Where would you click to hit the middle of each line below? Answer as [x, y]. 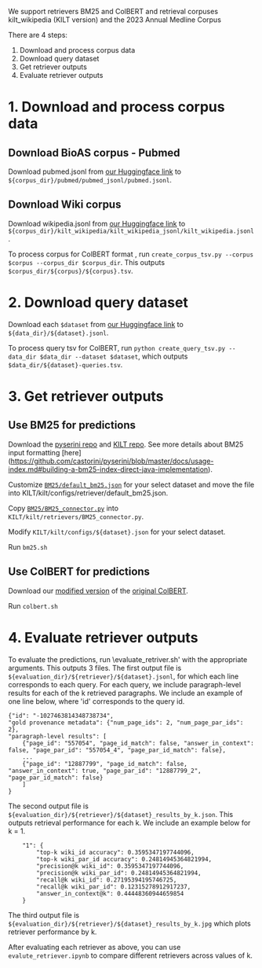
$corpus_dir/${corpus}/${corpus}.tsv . [71, 271]
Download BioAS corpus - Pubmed [94, 153]
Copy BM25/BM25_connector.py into [64, 508]
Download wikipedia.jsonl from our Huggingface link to [97, 223]
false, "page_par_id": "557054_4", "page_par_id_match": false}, [117, 750]
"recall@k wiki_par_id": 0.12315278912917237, [114, 887]
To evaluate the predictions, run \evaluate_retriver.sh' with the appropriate [128, 659]
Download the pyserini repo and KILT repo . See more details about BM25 [126, 444]
